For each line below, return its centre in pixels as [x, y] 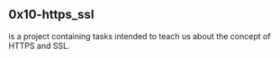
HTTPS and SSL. [39, 46]
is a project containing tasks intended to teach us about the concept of [140, 36]
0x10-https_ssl [51, 15]
